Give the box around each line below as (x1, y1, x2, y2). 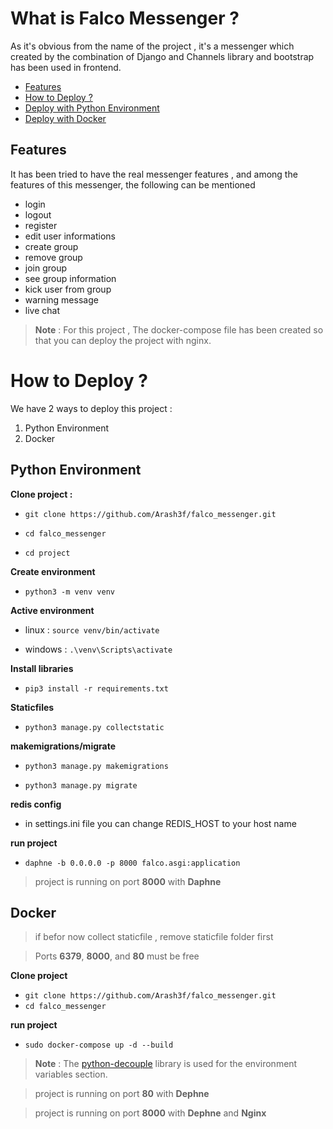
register (24, 219, 58, 231)
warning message (24, 293, 99, 306)
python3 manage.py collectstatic (24, 722, 165, 732)
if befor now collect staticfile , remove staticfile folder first (34, 931, 274, 943)
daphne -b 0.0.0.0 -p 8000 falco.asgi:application (24, 858, 241, 868)
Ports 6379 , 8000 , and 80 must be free (34, 950, 200, 962)
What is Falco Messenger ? (10, 7, 240, 30)
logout (24, 208, 52, 221)
